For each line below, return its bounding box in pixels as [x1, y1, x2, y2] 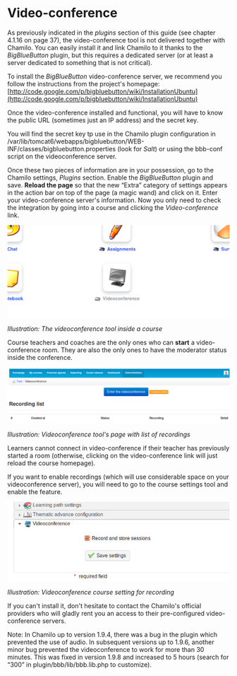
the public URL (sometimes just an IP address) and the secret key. [7, 115, 199, 124]
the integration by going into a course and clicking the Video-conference [7, 203, 219, 211]
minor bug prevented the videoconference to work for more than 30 [7, 646, 205, 654]
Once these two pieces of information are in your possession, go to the [7, 165, 214, 174]
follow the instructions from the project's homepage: [7, 79, 160, 88]
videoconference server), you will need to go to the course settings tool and [7, 480, 228, 489]
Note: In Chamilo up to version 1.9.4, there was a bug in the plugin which [7, 631, 218, 639]
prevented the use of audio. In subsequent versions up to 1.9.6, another [7, 638, 214, 646]
